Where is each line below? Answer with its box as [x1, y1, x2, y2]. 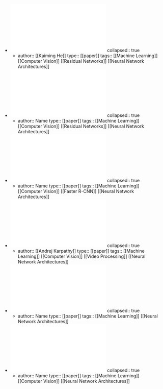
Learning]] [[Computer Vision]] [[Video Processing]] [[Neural [17, 253, 146, 259]
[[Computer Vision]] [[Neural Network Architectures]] [17, 378, 130, 384]
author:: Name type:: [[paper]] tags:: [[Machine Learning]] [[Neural [17, 313, 158, 319]
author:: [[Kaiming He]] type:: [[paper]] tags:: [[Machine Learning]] [17, 53, 158, 59]
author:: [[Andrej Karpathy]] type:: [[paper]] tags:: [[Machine [17, 248, 145, 254]
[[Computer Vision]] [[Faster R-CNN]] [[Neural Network [17, 188, 134, 194]
